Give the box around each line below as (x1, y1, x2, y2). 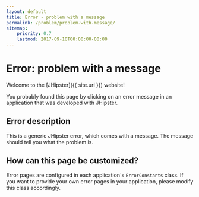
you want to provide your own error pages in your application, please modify (6, 177, 194, 185)
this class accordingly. (6, 184, 61, 191)
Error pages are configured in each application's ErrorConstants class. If (6, 171, 184, 179)
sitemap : (6, 25, 28, 31)
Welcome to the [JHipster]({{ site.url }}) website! (6, 81, 125, 88)
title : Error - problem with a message (6, 14, 105, 20)
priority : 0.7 (17, 31, 52, 37)
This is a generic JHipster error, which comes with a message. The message (6, 132, 194, 139)
